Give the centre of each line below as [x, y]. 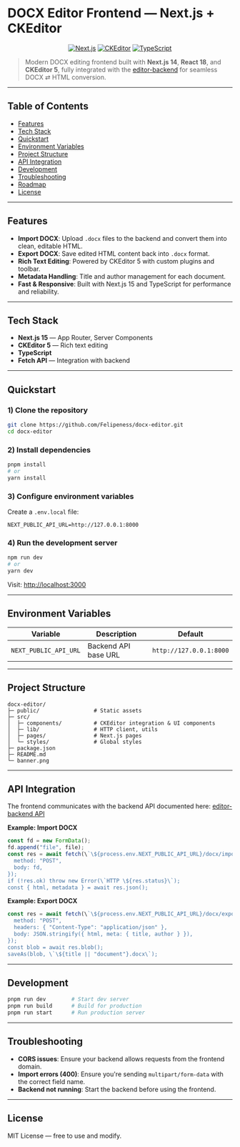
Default [190, 634]
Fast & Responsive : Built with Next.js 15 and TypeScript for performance [124, 284]
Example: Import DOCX [42, 828]
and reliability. [38, 292]
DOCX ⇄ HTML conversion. [65, 77]
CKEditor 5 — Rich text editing [63, 345]
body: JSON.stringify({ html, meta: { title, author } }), [104, 934]
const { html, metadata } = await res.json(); [78, 888]
